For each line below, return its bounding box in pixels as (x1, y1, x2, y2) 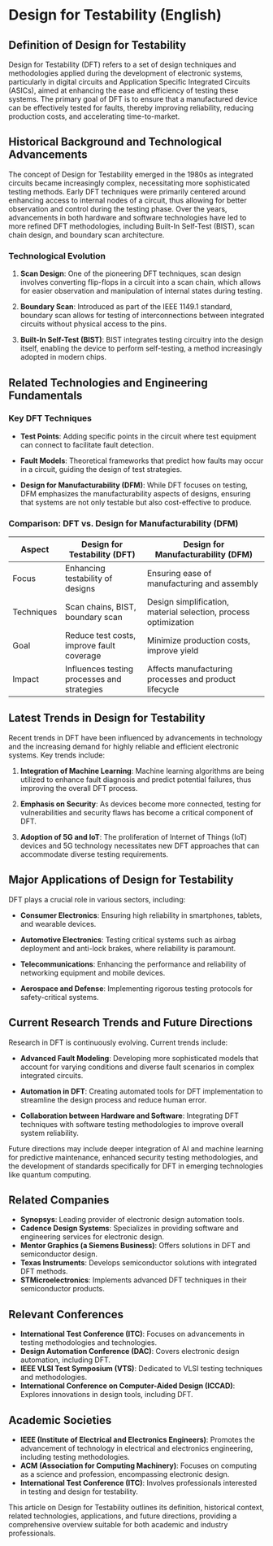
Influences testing (64, 663, 134, 675)
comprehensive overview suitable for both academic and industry (8, 1519, 228, 1529)
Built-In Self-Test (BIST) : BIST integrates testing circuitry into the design (19, 335, 264, 345)
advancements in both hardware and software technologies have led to (8, 212, 247, 222)
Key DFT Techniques (8, 413, 92, 424)
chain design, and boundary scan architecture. (8, 229, 165, 239)
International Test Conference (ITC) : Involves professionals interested (19, 1478, 258, 1487)
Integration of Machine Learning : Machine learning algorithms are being (19, 766, 265, 775)
